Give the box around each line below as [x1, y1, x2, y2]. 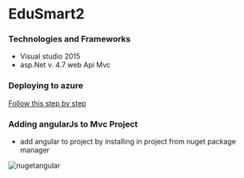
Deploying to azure [8, 80, 84, 91]
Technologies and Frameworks [8, 34, 131, 45]
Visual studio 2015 [19, 51, 81, 61]
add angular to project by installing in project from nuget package [19, 137, 236, 147]
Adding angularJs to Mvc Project [8, 118, 138, 129]
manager [19, 145, 50, 155]
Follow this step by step [8, 98, 86, 108]
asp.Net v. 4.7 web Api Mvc [19, 60, 111, 70]
